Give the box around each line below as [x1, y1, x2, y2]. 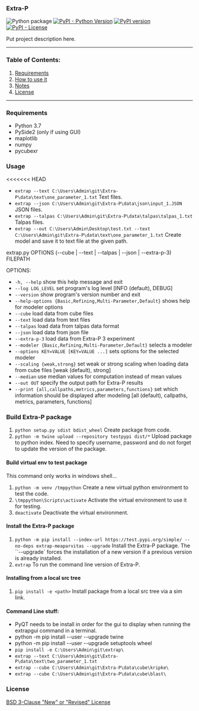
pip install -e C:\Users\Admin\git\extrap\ [14, 647, 124, 653]
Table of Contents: [6, 56, 61, 64]
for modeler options [14, 304, 63, 311]
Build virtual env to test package [6, 459, 88, 466]
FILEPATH [6, 255, 31, 262]
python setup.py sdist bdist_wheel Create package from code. [14, 426, 171, 434]
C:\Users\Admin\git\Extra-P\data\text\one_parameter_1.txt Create [14, 231, 182, 239]
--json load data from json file [14, 329, 89, 336]
